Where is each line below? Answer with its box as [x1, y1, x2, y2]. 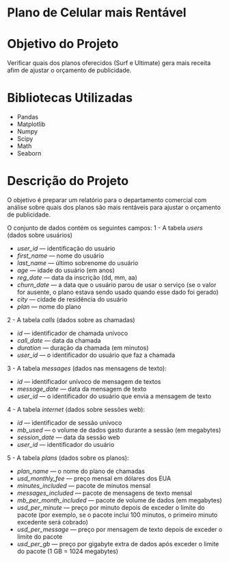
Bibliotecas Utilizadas [7, 90, 133, 106]
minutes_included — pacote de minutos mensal [16, 482, 151, 489]
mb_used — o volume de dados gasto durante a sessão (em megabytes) [16, 426, 221, 434]
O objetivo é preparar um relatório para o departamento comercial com [7, 196, 207, 204]
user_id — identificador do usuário [16, 441, 115, 448]
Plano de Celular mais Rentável [7, 5, 187, 21]
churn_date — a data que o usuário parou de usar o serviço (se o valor [16, 281, 217, 289]
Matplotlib [16, 120, 46, 128]
